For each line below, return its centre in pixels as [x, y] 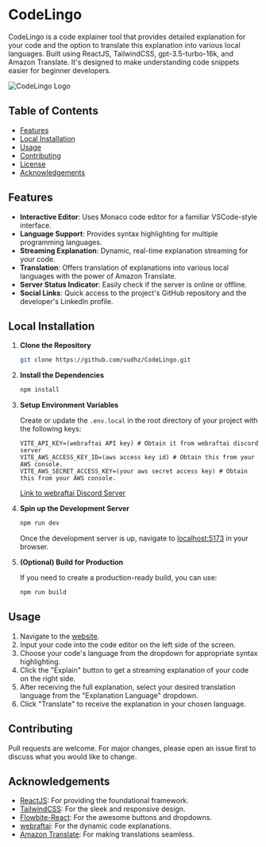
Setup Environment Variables [69, 405]
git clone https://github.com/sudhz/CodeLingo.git [105, 360]
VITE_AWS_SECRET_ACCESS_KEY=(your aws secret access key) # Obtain [133, 471]
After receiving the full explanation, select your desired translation [127, 687]
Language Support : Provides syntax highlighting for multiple [119, 233]
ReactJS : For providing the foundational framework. [104, 801]
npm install [39, 390]
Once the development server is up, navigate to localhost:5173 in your [134, 538]
